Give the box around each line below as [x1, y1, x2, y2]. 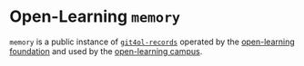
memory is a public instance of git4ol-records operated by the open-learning [9, 36, 296, 47]
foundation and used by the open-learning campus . [9, 45, 203, 56]
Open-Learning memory [9, 6, 180, 27]
